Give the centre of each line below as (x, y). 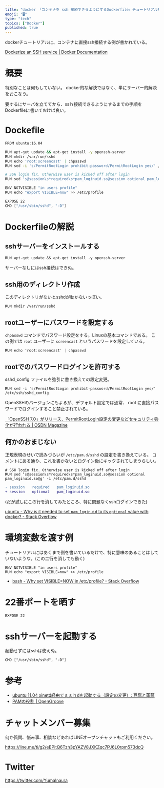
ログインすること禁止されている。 (56, 409)
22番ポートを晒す (41, 602)
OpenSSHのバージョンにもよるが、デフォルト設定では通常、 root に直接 (78, 403)
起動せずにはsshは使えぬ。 (32, 651)
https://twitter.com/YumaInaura (37, 780)
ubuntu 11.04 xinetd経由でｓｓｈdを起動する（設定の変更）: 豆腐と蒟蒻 (83, 695)
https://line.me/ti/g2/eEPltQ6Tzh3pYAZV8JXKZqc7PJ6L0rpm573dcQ (74, 747)
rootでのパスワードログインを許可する (63, 367)
